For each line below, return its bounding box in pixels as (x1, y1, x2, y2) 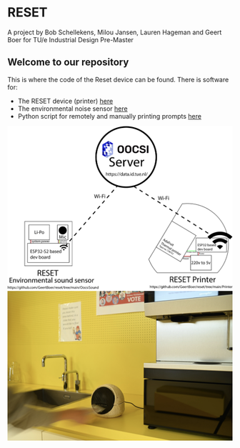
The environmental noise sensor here (17, 104, 128, 113)
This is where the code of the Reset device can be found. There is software (7, 75, 229, 84)
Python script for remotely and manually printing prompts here (17, 111, 202, 120)
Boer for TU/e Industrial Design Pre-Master (7, 35, 134, 44)
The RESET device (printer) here (17, 96, 114, 105)
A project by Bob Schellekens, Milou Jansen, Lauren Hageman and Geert (7, 28, 222, 36)
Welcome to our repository (7, 56, 129, 69)
